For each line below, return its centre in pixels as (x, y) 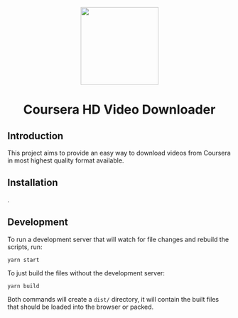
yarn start (23, 260)
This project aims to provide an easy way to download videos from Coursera (119, 153)
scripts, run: (25, 247)
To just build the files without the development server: (86, 273)
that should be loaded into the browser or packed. (81, 307)
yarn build (23, 286)
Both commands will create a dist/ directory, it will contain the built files (113, 299)
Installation (33, 183)
